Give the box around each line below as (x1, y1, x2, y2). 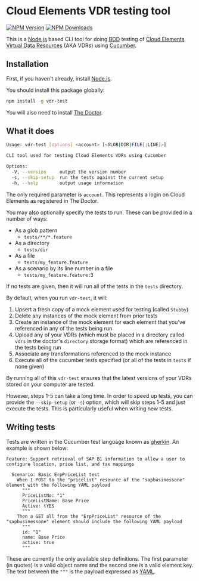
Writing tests (6, 422, 55, 432)
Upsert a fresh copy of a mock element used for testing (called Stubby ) (14, 305, 189, 313)
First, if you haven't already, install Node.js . (6, 75, 112, 82)
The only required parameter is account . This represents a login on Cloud (6, 191, 185, 198)
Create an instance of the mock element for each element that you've (14, 318, 186, 326)
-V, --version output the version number (11, 169, 127, 175)
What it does (6, 126, 55, 137)
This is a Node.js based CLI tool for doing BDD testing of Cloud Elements (6, 35, 185, 42)
